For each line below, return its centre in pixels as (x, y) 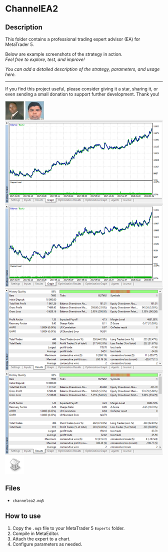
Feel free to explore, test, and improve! (45, 59)
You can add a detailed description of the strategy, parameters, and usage (82, 69)
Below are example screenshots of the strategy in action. (64, 54)
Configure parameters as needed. (47, 544)
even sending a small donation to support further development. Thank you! (82, 94)
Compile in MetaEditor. (36, 533)
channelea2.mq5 (28, 500)
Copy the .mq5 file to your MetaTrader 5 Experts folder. (68, 528)
